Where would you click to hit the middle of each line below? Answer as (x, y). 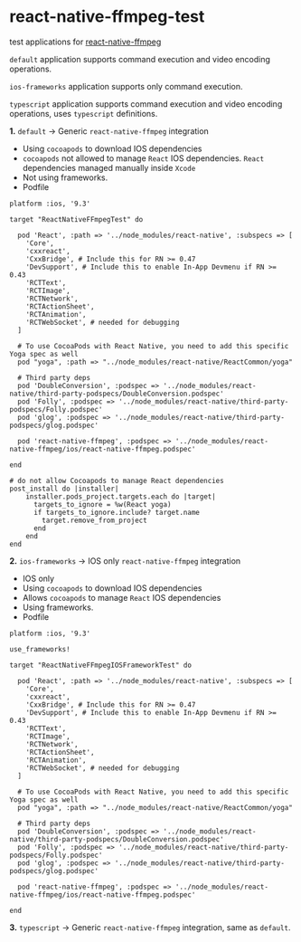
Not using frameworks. (65, 177)
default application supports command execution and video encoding (140, 59)
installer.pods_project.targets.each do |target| (121, 496)
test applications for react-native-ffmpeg (85, 42)
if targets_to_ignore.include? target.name (117, 512)
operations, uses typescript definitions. (84, 113)
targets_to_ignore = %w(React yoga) (102, 504)
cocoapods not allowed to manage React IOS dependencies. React (143, 158)
